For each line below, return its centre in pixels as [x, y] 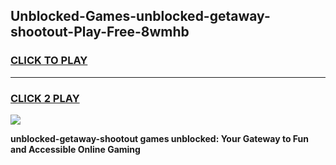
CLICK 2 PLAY [45, 98]
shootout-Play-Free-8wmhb [100, 32]
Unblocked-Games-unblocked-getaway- [140, 16]
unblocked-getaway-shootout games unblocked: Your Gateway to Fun [159, 138]
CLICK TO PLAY [49, 61]
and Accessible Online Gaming [75, 149]
